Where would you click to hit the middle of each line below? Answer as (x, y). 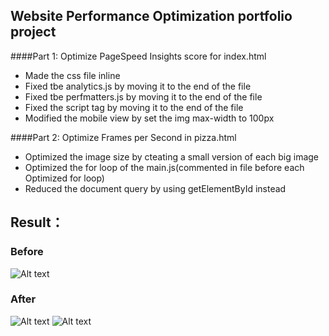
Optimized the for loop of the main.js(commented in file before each (164, 167)
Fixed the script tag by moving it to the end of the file (134, 107)
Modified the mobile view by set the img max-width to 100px (149, 118)
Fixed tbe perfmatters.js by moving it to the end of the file (143, 96)
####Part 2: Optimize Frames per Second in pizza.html (123, 137)
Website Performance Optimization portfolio (151, 16)
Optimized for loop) (64, 178)
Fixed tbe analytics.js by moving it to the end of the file (138, 86)
